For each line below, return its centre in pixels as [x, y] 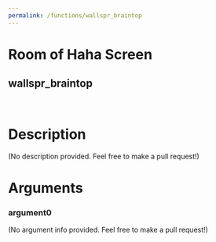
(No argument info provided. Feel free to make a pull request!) [108, 230]
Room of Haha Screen [81, 54]
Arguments [46, 188]
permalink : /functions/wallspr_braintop [75, 15]
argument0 [30, 212]
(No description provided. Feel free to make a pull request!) [104, 156]
